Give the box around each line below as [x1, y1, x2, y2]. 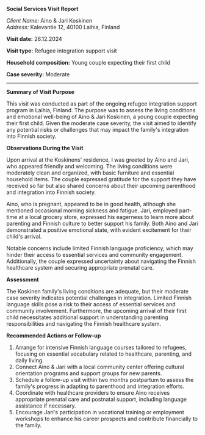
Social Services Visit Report [6, 5, 79, 12]
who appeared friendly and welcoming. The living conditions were [6, 163, 173, 170]
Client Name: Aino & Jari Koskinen [6, 17, 93, 24]
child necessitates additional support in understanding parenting [6, 314, 169, 321]
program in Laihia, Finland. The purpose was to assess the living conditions [6, 107, 196, 113]
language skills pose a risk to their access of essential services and [6, 301, 176, 307]
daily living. [15, 357, 44, 364]
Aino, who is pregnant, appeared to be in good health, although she [6, 201, 176, 207]
